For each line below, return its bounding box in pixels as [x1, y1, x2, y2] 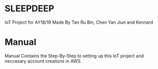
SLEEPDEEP [4, 3, 54, 14]
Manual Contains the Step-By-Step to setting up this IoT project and [4, 53, 144, 59]
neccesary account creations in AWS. [4, 58, 82, 64]
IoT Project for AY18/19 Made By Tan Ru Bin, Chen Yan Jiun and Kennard [4, 19, 153, 25]
